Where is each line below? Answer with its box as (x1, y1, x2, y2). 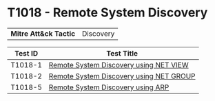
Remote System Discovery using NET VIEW (48, 60, 189, 69)
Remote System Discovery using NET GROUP (48, 71, 196, 80)
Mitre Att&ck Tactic (10, 29, 76, 38)
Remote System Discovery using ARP (48, 82, 170, 92)
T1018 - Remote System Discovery (7, 5, 208, 21)
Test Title (106, 48, 139, 58)
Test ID (14, 48, 39, 58)
